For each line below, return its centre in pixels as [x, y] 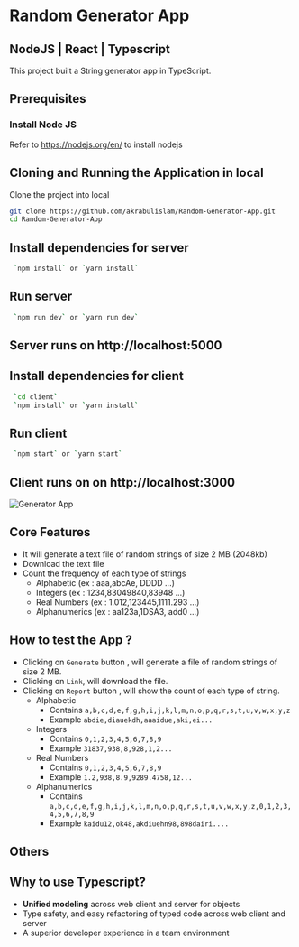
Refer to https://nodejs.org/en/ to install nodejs [96, 144]
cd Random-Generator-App [56, 219]
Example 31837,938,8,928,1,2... [111, 748]
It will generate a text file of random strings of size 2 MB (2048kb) [145, 554]
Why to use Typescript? [78, 882]
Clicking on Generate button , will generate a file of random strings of [149, 662]
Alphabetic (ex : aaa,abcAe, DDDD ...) [105, 582]
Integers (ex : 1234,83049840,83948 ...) [110, 592]
